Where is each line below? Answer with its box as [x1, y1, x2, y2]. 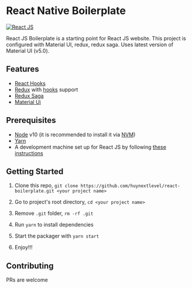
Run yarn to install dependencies [14, 221, 94, 228]
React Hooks [14, 80, 46, 87]
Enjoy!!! [14, 244, 33, 251]
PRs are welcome [6, 276, 48, 283]
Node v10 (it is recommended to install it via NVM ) [14, 131, 136, 138]
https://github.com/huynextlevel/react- [80, 183, 180, 189]
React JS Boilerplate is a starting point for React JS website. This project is [6, 35, 186, 42]
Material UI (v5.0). [6, 47, 50, 54]
